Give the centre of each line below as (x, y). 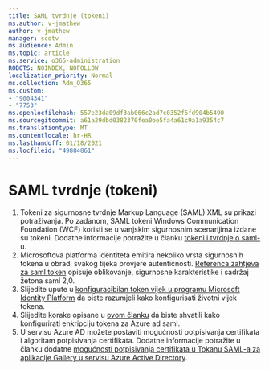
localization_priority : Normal (61, 76)
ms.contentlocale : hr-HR (50, 135)
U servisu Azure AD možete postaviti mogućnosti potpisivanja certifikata (140, 332)
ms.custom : (26, 90)
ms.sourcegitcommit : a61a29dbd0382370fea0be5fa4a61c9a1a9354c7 (116, 121)
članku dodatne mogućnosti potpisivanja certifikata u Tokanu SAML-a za (140, 349)
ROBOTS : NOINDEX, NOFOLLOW (53, 68)
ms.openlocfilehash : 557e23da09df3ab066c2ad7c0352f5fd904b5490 (116, 113)
